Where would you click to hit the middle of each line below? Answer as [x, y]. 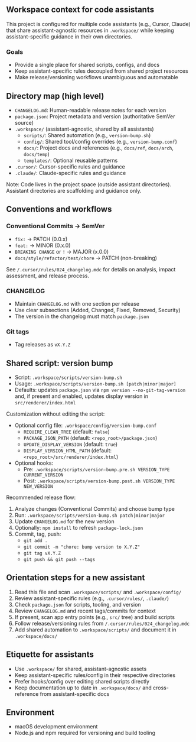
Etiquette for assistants [50, 655]
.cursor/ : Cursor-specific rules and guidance [70, 166]
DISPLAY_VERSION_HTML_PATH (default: [68, 451]
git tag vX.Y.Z [42, 553]
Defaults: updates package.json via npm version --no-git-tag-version [100, 390]
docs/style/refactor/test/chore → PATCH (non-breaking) [86, 258]
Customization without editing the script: [55, 414]
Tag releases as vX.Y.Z [43, 345]
